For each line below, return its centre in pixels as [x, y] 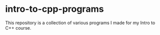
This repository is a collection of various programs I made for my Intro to [80, 23]
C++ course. [18, 28]
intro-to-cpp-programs [55, 9]
